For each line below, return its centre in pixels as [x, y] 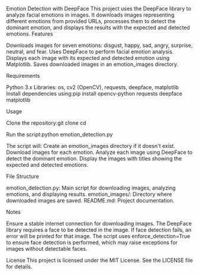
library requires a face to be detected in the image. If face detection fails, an [99, 230]
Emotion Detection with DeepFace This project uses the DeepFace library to [99, 9]
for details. [19, 266]
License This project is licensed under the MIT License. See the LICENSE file [99, 260]
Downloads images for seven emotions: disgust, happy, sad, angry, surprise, [99, 45]
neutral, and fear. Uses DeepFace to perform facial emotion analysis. [90, 52]
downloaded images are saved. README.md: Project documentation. [90, 200]
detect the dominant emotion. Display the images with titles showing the [94, 159]
